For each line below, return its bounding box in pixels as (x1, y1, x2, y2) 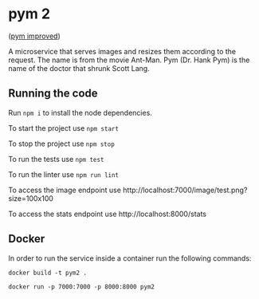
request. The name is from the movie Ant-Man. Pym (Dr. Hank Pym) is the (8, 55, 250, 65)
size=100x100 (8, 193, 54, 203)
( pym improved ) (8, 31, 61, 41)
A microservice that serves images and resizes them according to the (8, 46, 237, 56)
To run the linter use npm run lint (8, 169, 120, 179)
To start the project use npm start (8, 123, 120, 132)
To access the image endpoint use (8, 185, 122, 195)
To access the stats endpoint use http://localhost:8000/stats (8, 209, 207, 218)
